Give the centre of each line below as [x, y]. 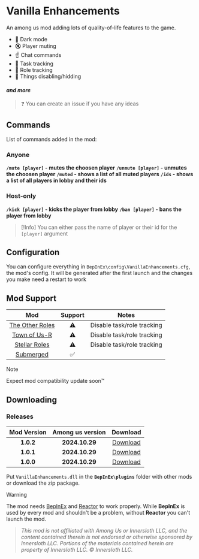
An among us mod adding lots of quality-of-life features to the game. [91, 28]
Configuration [33, 252]
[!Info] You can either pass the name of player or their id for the [99, 227]
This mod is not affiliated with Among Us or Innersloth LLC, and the [104, 530]
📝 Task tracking [34, 64]
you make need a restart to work [46, 279]
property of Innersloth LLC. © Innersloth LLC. [77, 549]
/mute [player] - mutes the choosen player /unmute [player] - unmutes [97, 168]
